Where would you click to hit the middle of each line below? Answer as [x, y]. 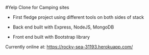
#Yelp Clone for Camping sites [37, 7]
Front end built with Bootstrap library [51, 37]
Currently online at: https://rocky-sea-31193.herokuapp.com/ [69, 47]
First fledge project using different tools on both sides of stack [78, 17]
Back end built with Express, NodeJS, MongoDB [63, 27]
